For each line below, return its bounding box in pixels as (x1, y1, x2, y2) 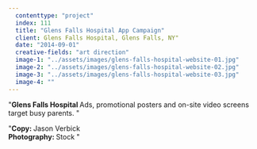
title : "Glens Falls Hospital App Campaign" (15, 26, 165, 34)
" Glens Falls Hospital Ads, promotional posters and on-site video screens (8, 100, 250, 109)
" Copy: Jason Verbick (8, 124, 81, 133)
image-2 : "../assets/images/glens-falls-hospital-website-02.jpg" (15, 63, 240, 71)
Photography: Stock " (8, 132, 81, 141)
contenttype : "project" (15, 11, 94, 20)
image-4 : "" (15, 78, 56, 86)
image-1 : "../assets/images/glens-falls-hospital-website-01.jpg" (15, 56, 240, 64)
